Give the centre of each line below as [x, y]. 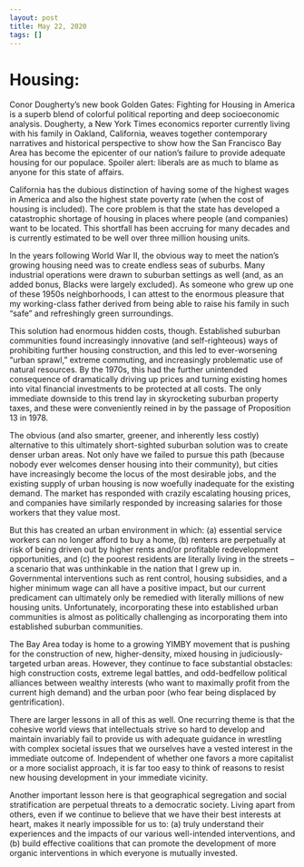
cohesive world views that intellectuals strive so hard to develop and [137, 729]
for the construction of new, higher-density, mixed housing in [123, 654]
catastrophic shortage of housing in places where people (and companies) [149, 219]
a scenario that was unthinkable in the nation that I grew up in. [126, 569]
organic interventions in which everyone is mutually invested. [124, 853]
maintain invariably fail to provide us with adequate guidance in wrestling [146, 739]
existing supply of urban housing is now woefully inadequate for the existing [152, 484]
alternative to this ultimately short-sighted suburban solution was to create [149, 445]
